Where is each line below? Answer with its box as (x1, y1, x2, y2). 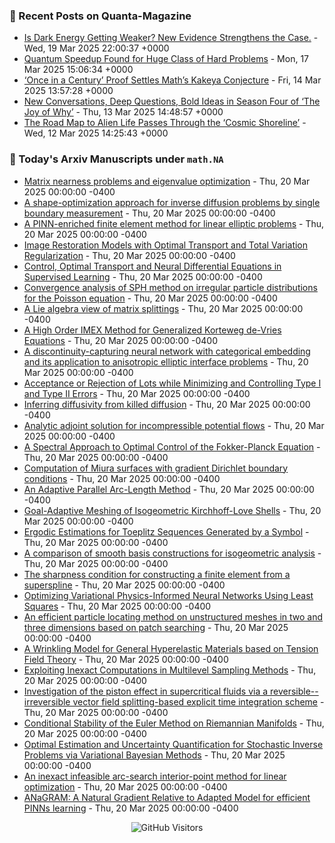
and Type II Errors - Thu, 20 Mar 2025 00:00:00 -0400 (23, 387, 251, 399)
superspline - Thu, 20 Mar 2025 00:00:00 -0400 (23, 579, 226, 591)
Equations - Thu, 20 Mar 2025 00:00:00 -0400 (23, 334, 218, 346)
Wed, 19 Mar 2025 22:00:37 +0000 (23, 42, 170, 54)
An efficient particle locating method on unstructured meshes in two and (23, 610, 324, 623)
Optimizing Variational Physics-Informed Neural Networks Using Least (23, 589, 314, 601)
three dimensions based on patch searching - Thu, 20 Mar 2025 (23, 621, 289, 633)
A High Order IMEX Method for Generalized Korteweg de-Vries (23, 324, 282, 336)
